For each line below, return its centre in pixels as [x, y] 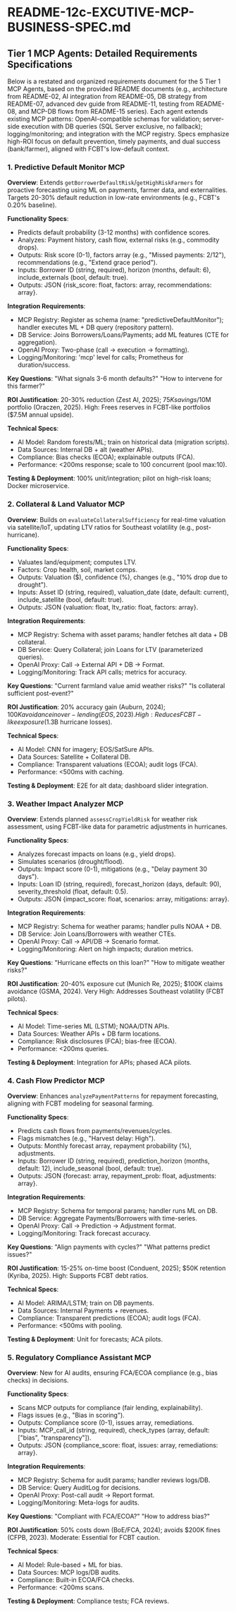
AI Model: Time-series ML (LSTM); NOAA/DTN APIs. [93, 1026]
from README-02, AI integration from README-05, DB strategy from [107, 96]
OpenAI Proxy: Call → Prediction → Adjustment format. [97, 1226]
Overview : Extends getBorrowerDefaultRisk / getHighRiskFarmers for [105, 183]
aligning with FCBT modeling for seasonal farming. [81, 1103]
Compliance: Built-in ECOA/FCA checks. [76, 1580]
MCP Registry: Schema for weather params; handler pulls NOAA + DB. [119, 926]
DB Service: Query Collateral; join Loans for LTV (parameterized [110, 649]
